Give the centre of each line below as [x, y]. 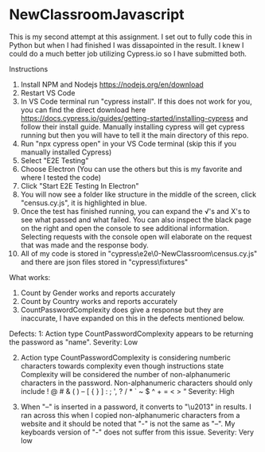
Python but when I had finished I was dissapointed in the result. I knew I [127, 45]
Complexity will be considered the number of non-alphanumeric [125, 374]
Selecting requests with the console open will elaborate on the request [136, 236]
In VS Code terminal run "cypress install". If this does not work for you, [136, 101]
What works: [30, 277]
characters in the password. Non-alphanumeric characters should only [136, 383]
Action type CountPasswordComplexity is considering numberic [126, 357]
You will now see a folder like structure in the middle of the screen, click [138, 194]
